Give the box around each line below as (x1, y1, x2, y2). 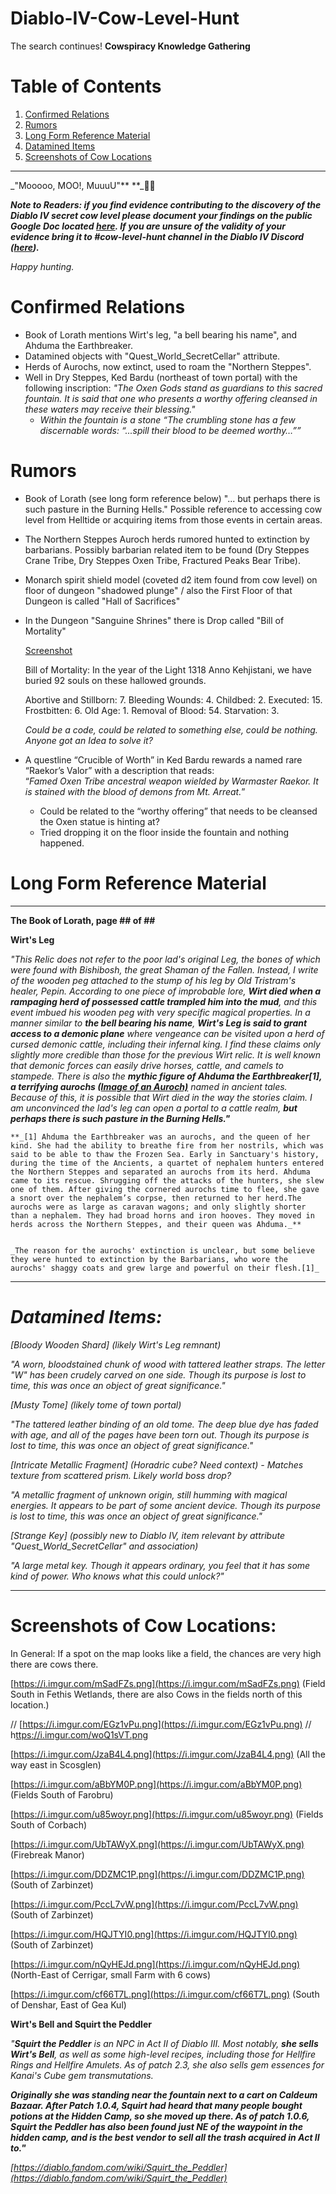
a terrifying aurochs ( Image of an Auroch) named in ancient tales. (10, 1080, 288, 1092)
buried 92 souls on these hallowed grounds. (24, 674, 207, 686)
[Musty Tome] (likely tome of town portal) (10, 1398, 182, 1411)
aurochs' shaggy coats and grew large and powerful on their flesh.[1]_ (10, 1263, 320, 1273)
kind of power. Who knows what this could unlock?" (10, 1570, 225, 1582)
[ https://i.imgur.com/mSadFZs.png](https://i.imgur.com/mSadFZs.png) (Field (10, 1677, 326, 1689)
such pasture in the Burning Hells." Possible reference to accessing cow (24, 503, 323, 515)
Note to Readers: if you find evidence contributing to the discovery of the (10, 198, 322, 211)
